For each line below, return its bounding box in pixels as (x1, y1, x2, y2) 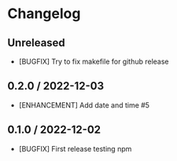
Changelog (7, 5, 81, 23)
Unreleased (7, 36, 66, 49)
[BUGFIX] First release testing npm (18, 144, 132, 153)
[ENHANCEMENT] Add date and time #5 (18, 100, 150, 110)
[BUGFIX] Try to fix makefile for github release (18, 57, 170, 66)
